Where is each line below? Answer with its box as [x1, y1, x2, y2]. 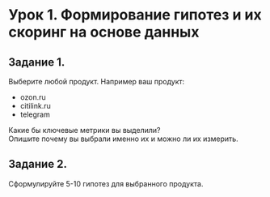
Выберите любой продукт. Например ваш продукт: [8, 77, 185, 86]
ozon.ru [19, 92, 46, 102]
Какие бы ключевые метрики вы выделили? [8, 126, 161, 135]
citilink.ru [19, 101, 51, 110]
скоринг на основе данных [8, 23, 200, 41]
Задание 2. [8, 157, 67, 171]
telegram [19, 109, 50, 119]
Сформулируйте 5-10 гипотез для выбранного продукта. [8, 178, 204, 188]
